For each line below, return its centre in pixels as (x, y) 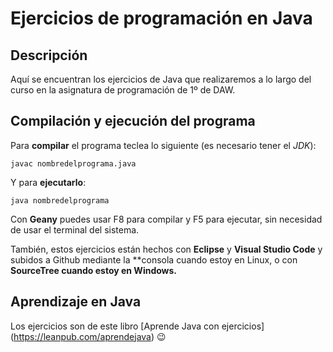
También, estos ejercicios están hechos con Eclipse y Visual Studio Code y (166, 249)
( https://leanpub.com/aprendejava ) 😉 (88, 336)
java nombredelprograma (60, 200)
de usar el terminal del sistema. (75, 229)
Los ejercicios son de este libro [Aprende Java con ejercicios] (137, 326)
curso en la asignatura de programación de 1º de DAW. (123, 90)
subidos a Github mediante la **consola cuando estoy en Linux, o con (154, 259)
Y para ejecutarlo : (48, 182)
